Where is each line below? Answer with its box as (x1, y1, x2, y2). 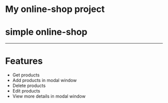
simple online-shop (5, 26, 87, 38)
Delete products (12, 82, 46, 88)
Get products (12, 72, 40, 78)
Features (5, 55, 43, 67)
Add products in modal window (12, 77, 77, 83)
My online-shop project (5, 3, 105, 15)
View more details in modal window (12, 93, 86, 99)
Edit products (12, 88, 40, 94)
